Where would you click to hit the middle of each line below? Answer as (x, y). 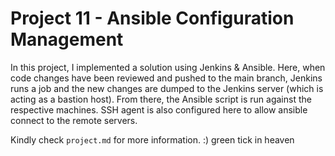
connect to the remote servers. (74, 120)
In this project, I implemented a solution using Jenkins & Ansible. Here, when (168, 67)
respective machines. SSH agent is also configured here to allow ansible (159, 109)
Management (67, 39)
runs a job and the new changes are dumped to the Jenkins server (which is (167, 88)
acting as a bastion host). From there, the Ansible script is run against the (161, 99)
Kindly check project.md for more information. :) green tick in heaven (152, 139)
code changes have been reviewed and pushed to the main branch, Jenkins (166, 78)
